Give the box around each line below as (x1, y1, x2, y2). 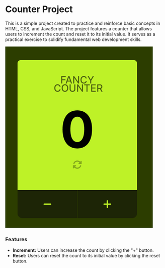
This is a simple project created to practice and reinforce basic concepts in (5, 20, 160, 26)
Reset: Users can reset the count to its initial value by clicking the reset (12, 253, 160, 259)
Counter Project (5, 4, 73, 15)
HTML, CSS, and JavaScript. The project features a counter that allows (5, 25, 152, 31)
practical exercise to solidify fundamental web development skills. (5, 36, 142, 42)
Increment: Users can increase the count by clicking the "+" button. (12, 247, 154, 253)
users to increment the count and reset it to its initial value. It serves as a (5, 31, 155, 37)
